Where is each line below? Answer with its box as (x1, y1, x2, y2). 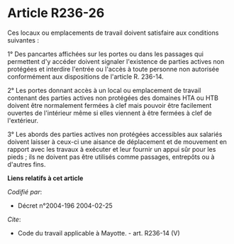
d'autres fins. (7, 160, 46, 168)
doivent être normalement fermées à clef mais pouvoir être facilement (7, 101, 212, 109)
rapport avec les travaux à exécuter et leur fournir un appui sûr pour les (7, 145, 216, 153)
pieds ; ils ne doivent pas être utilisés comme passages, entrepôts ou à (7, 152, 215, 161)
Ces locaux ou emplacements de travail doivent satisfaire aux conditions (7, 28, 219, 37)
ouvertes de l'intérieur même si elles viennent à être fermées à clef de (7, 109, 212, 117)
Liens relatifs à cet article (7, 174, 84, 182)
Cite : (7, 215, 21, 223)
